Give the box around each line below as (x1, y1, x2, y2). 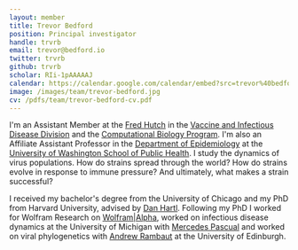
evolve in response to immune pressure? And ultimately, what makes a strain (9, 167, 289, 177)
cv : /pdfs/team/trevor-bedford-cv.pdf (9, 95, 153, 105)
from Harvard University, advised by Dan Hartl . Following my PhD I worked (9, 203, 282, 214)
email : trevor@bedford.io (9, 46, 105, 55)
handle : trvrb (9, 37, 62, 47)
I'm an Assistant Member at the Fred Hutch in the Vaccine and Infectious (9, 120, 274, 130)
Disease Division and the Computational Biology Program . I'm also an (9, 129, 263, 140)
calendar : (9, 79, 46, 88)
